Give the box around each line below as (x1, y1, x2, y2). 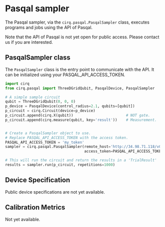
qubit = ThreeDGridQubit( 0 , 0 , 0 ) (5, 99, 76, 104)
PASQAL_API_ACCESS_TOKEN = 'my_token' (5, 140, 84, 145)
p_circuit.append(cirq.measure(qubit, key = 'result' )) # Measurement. (5, 117, 157, 122)
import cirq (5, 81, 29, 86)
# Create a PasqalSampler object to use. (5, 131, 91, 136)
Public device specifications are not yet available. (5, 189, 105, 195)
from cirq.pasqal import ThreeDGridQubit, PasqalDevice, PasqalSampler (5, 85, 155, 91)
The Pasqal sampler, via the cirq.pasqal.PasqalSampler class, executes (5, 19, 150, 25)
